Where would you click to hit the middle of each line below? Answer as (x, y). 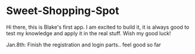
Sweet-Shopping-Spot (63, 11)
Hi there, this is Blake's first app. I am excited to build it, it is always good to (98, 27)
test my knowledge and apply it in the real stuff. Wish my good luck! (89, 33)
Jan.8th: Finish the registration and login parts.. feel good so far (84, 45)
